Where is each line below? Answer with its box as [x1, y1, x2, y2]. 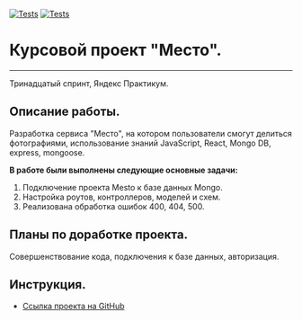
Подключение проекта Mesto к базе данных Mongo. [22, 182, 223, 192]
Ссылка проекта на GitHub [22, 301, 125, 312]
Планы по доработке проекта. [9, 227, 189, 243]
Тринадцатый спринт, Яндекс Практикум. [9, 77, 169, 89]
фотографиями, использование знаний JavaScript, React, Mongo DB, [9, 138, 271, 148]
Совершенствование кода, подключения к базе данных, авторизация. [9, 251, 280, 262]
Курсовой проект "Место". [9, 40, 222, 60]
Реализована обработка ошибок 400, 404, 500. [22, 200, 205, 211]
